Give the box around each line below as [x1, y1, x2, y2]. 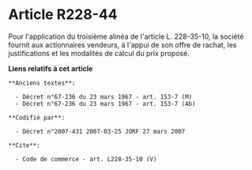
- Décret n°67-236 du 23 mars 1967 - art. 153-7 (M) [15, 93, 193, 100]
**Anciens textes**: [8, 79, 77, 87]
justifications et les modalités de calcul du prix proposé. [8, 48, 190, 58]
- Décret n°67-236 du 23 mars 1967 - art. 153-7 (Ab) [15, 100, 196, 108]
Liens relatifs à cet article [8, 63, 93, 73]
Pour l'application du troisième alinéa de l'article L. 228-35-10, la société [8, 32, 244, 41]
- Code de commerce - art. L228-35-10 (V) [15, 155, 157, 163]
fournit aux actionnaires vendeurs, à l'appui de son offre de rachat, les [8, 40, 237, 49]
